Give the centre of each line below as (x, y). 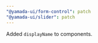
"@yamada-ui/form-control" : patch (49, 11)
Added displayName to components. (49, 34)
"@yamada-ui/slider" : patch (41, 17)
